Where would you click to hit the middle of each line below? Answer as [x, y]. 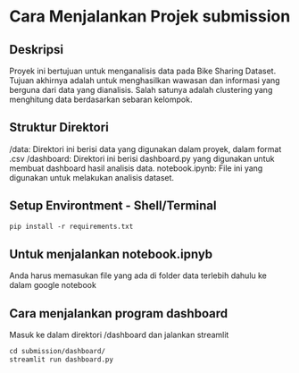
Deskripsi [37, 50]
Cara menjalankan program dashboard [119, 314]
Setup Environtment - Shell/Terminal [113, 206]
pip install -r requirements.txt [71, 226]
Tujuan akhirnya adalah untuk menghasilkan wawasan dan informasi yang [145, 81]
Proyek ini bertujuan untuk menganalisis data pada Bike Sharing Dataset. [143, 71]
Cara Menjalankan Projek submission [150, 17]
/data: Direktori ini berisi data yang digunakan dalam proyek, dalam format [145, 148]
